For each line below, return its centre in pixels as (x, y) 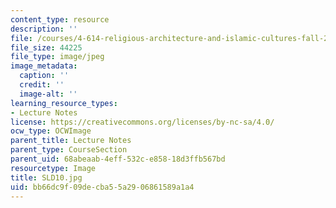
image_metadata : (44, 66)
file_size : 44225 (46, 47)
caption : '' (44, 76)
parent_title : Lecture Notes (71, 141)
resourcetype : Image (53, 168)
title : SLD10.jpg (46, 177)
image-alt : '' (48, 94)
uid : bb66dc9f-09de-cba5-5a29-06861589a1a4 (102, 187)
